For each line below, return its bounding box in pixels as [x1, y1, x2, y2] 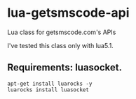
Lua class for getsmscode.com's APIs [7, 28, 116, 36]
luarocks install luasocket [7, 86, 90, 93]
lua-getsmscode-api [7, 5, 130, 21]
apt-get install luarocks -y [7, 80, 93, 87]
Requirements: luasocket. [7, 61, 123, 74]
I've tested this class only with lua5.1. [7, 41, 114, 49]
